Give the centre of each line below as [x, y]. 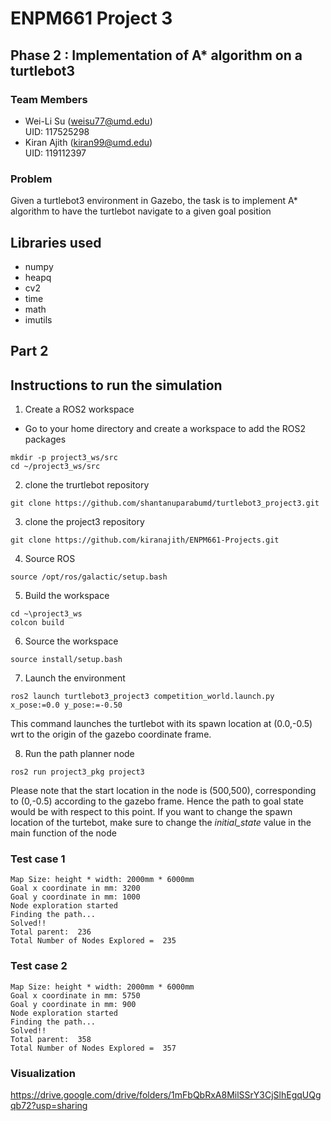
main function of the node [63, 833]
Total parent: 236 [51, 932]
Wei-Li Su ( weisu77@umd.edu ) [88, 121]
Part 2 [29, 351]
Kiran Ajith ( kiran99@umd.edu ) [88, 142]
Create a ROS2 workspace [79, 409]
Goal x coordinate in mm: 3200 [75, 888]
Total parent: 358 [51, 1039]
